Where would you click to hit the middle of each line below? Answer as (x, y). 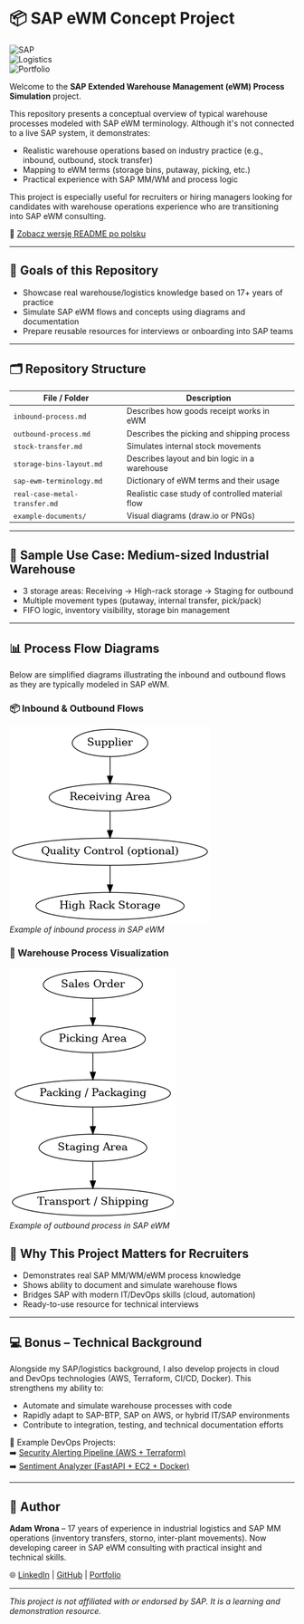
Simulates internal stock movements (194, 446)
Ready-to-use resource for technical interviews (110, 1304)
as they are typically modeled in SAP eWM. (90, 684)
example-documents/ (50, 516)
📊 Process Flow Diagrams (85, 648)
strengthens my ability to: (57, 1389)
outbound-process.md (52, 434)
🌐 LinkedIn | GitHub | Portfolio (65, 1574)
